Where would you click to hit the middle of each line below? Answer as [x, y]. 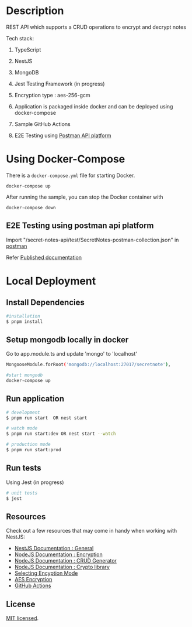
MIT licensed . [22, 618]
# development [23, 412]
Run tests [24, 468]
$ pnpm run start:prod [34, 450]
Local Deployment [51, 281]
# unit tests [22, 493]
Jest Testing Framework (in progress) [60, 84]
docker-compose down [31, 207]
